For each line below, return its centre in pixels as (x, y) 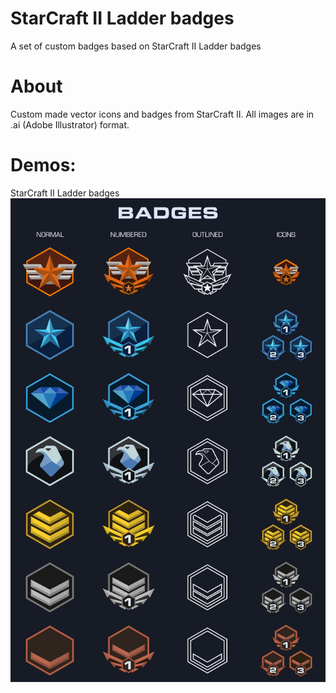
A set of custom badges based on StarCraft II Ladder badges (136, 46)
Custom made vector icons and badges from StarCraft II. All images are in (162, 114)
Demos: (43, 165)
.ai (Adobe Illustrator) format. (70, 124)
